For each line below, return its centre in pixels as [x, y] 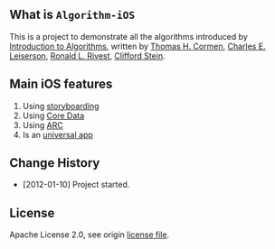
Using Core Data [53, 115]
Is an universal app [57, 134]
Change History [55, 163]
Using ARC [43, 124]
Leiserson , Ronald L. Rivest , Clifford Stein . [87, 55]
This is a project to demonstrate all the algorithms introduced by [129, 36]
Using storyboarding [61, 106]
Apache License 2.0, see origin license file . [90, 235]
